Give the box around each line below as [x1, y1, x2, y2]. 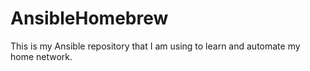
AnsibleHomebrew [10, 7, 169, 30]
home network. [10, 50, 73, 62]
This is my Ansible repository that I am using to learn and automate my [10, 40, 301, 52]
